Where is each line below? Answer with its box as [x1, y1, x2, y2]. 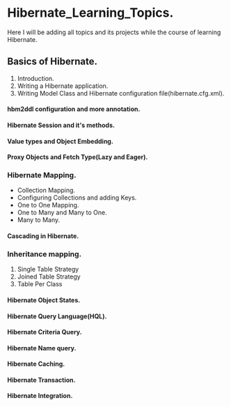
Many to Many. [17, 216, 61, 224]
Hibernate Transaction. [7, 376, 76, 384]
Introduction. [17, 74, 54, 82]
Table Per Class [17, 280, 63, 288]
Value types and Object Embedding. [7, 137, 113, 145]
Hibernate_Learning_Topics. [7, 5, 174, 21]
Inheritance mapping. [7, 249, 82, 259]
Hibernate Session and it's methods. [7, 121, 115, 129]
